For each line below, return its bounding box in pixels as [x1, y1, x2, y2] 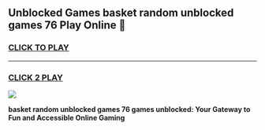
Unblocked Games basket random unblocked [8, 6, 234, 20]
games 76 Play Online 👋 [8, 19, 126, 32]
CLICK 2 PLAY [8, 72, 63, 83]
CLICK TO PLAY [8, 43, 69, 54]
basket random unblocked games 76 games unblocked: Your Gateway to [8, 104, 251, 113]
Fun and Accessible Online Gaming [8, 113, 125, 122]
